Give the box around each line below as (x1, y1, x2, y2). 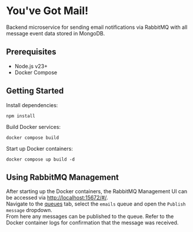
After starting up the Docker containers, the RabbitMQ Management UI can (6, 188, 188, 195)
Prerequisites (6, 47, 56, 57)
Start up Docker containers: (6, 145, 74, 152)
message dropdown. (6, 207, 53, 214)
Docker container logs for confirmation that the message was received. (6, 219, 179, 226)
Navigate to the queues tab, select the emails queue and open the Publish (6, 200, 186, 207)
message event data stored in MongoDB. (6, 29, 105, 37)
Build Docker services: (6, 123, 61, 130)
